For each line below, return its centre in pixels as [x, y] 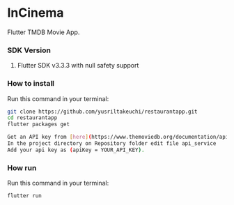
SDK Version [29, 50]
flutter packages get [39, 124]
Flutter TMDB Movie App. [44, 32]
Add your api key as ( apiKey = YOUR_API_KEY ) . [76, 150]
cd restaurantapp [32, 118]
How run [22, 167]
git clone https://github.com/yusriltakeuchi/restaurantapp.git [102, 112]
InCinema [36, 13]
